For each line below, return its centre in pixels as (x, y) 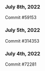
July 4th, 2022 (23, 53)
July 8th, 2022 (22, 7)
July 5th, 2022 (22, 30)
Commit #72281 (21, 64)
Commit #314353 (22, 41)
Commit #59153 (21, 18)
